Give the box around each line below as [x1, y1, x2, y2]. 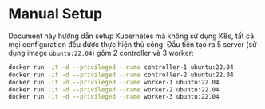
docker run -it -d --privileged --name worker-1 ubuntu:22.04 [8, 78, 220, 86]
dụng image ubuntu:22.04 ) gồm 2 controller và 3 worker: [8, 48, 194, 57]
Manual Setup [8, 5, 103, 23]
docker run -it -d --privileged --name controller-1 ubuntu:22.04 [8, 63, 234, 72]
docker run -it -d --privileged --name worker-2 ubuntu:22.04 [8, 85, 220, 94]
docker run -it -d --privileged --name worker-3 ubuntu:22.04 [8, 93, 220, 101]
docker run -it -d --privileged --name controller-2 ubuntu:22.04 [8, 71, 234, 79]
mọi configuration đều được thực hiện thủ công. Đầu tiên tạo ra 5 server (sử [8, 39, 257, 49]
